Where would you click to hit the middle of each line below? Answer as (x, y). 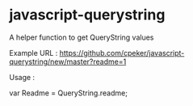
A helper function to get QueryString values (82, 37)
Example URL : (34, 53)
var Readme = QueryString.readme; (69, 93)
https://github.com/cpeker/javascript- (122, 53)
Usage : (22, 77)
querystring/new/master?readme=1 (68, 61)
